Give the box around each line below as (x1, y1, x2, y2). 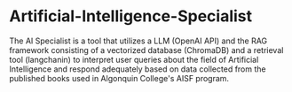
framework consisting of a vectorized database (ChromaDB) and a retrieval (9, 44, 284, 55)
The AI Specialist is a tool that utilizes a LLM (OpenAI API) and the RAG (9, 35, 268, 46)
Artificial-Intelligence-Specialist (9, 6, 253, 27)
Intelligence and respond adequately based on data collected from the (9, 64, 266, 74)
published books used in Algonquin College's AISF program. (9, 73, 229, 83)
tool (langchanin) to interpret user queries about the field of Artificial (9, 54, 259, 65)
